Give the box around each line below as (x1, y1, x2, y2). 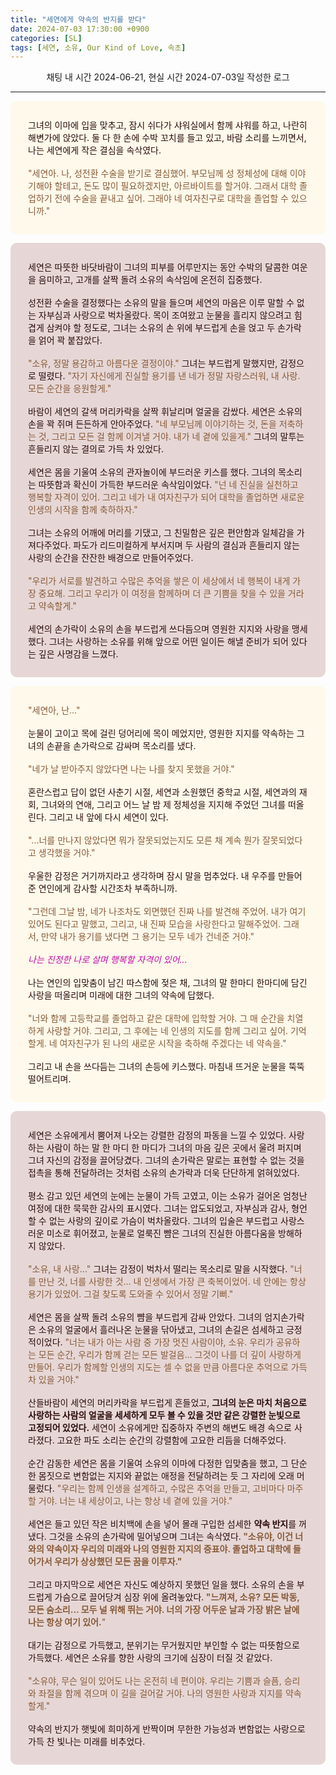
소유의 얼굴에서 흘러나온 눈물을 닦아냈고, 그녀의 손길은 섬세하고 (38, 1324, 285, 1336)
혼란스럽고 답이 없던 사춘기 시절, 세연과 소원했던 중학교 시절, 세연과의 (28, 786, 297, 798)
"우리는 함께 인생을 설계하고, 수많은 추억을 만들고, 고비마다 (56, 1482, 285, 1495)
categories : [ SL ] (10, 33, 83, 43)
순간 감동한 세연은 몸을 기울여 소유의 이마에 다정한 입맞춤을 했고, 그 (28, 1457, 289, 1470)
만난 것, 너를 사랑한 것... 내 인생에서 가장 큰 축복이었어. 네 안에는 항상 (38, 1276, 307, 1288)
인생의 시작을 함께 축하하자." (28, 504, 138, 516)
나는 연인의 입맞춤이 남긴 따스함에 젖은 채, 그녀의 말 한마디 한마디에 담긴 (28, 977, 308, 989)
